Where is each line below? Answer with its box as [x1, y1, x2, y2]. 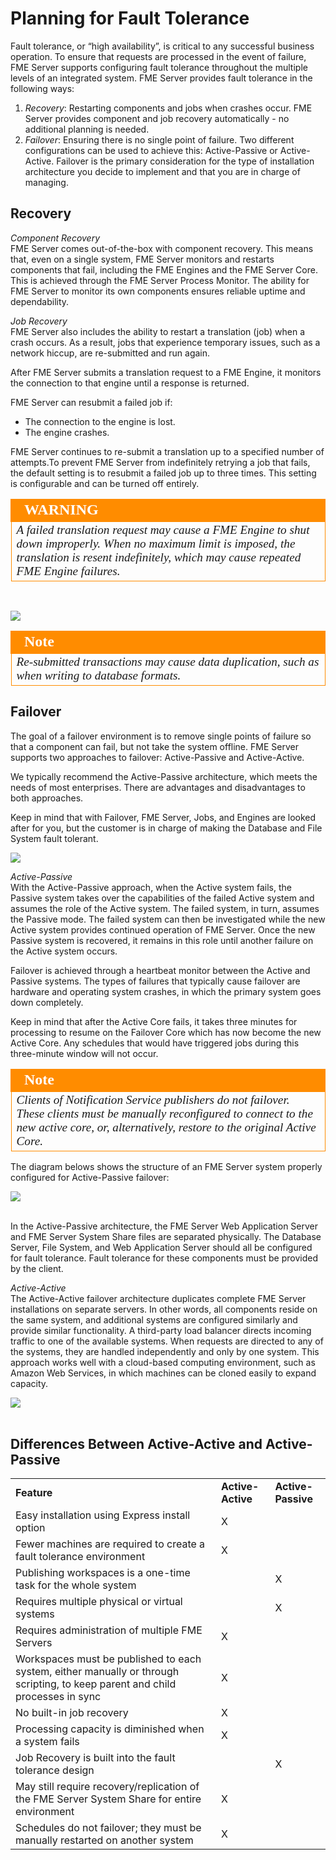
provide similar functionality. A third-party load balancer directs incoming [10, 1324, 312, 1336]
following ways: [10, 82, 75, 94]
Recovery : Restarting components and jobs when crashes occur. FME [24, 102, 313, 114]
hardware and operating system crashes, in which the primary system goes [10, 985, 322, 997]
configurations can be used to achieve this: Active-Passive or [24, 144, 278, 156]
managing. [24, 176, 69, 188]
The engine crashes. [24, 426, 110, 438]
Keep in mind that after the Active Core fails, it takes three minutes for [10, 1015, 298, 1027]
